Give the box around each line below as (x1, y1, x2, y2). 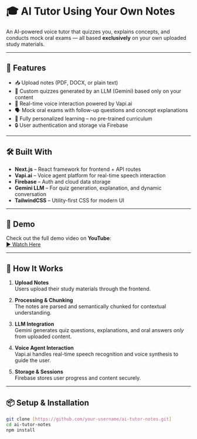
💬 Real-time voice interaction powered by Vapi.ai (14, 100, 133, 107)
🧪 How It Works (6, 264, 63, 273)
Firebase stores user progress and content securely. (14, 374, 141, 381)
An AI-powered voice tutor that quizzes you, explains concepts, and (6, 28, 170, 35)
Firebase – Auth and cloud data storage (14, 178, 111, 185)
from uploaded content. (14, 333, 72, 340)
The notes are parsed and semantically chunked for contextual (14, 303, 167, 310)
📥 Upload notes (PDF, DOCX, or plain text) (14, 79, 118, 86)
